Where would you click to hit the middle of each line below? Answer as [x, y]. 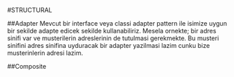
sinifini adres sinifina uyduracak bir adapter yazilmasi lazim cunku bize [109, 45]
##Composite [27, 66]
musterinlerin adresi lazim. [45, 53]
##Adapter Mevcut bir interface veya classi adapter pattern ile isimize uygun [117, 23]
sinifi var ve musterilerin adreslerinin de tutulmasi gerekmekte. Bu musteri [113, 38]
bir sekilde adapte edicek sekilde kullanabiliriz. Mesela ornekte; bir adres [112, 31]
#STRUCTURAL [30, 10]
